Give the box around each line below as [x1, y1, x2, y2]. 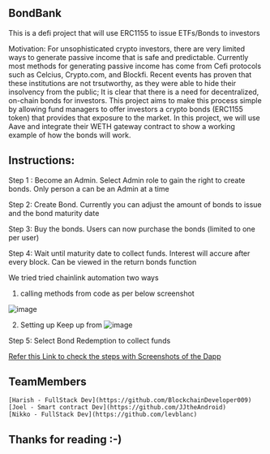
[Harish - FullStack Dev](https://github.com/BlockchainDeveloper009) [8, 396, 252, 404]
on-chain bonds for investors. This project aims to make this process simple [8, 95, 262, 105]
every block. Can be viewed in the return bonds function [8, 257, 197, 266]
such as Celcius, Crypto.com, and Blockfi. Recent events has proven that [8, 69, 252, 80]
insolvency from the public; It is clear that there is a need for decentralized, [8, 87, 259, 97]
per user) [8, 232, 40, 242]
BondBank [8, 6, 62, 20]
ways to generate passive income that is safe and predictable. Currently [8, 52, 249, 62]
